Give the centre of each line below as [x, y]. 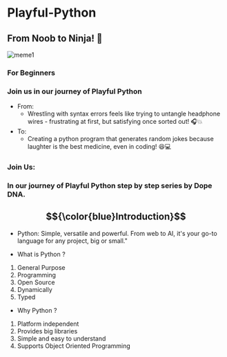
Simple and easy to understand [61, 338]
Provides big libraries [47, 331]
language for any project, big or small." [72, 241]
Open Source [36, 282]
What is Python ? [41, 254]
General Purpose [41, 267]
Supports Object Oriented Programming [74, 346]
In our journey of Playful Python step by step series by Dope [110, 186]
